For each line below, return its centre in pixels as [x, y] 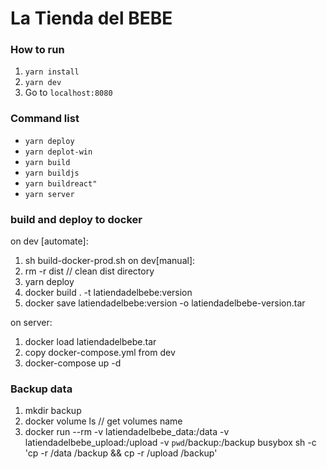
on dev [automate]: [49, 241]
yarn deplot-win [58, 152]
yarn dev [43, 83]
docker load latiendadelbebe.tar [90, 342]
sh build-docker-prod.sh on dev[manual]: [110, 261]
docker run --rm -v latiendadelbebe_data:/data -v [127, 432]
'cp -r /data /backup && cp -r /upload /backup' [121, 453]
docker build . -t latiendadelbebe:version [108, 293]
